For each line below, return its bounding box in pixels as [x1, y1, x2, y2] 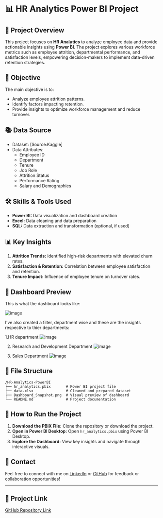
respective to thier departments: [5, 325, 69, 330]
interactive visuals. [12, 444, 50, 449]
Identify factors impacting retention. [12, 101, 84, 107]
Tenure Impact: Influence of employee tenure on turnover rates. [12, 274, 141, 279]
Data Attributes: [12, 146, 44, 153]
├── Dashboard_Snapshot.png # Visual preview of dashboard [5, 393, 130, 397]
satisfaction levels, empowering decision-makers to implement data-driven [5, 54, 155, 60]
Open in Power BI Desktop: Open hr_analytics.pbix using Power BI [12, 428, 148, 434]
